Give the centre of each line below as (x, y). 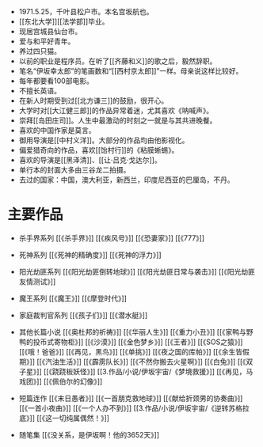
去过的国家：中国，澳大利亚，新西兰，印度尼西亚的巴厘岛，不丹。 (126, 180)
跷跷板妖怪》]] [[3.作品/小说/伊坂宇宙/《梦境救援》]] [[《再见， (149, 371)
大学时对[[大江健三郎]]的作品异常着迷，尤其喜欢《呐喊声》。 (116, 110)
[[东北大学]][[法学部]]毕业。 (64, 21)
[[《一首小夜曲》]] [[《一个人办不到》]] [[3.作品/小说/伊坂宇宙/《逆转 (124, 408)
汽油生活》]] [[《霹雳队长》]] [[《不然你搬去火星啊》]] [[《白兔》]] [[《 (146, 362)
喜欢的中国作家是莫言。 (57, 130)
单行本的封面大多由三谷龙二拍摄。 (74, 170)
